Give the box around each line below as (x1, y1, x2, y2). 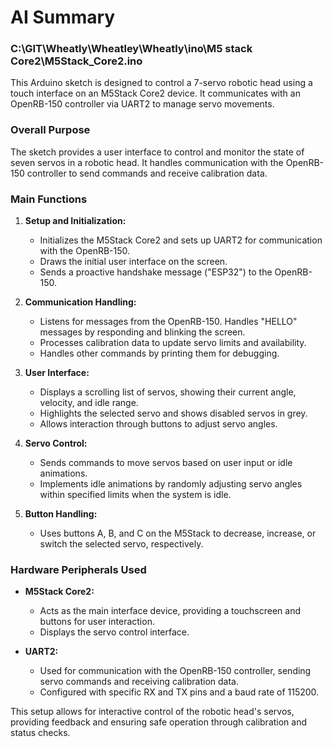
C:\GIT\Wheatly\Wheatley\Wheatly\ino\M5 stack (10, 42, 253, 56)
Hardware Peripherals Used (10, 563, 147, 576)
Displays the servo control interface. (39, 626, 190, 638)
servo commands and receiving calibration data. (39, 676, 239, 688)
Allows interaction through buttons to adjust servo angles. (39, 418, 278, 430)
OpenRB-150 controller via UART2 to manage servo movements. (10, 98, 275, 110)
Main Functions (10, 192, 88, 206)
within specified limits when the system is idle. (39, 489, 232, 501)
